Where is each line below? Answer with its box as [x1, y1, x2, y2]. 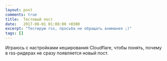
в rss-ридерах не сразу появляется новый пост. [5, 50, 108, 56]
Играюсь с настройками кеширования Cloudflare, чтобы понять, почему [5, 45, 162, 50]
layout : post [5, 7, 33, 13]
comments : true [5, 12, 37, 17]
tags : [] [5, 31, 24, 36]
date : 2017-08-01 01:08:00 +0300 [5, 21, 80, 27]
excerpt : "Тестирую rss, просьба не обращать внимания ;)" [5, 26, 132, 31]
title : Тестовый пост [5, 17, 53, 22]
